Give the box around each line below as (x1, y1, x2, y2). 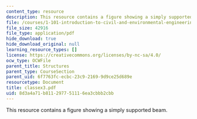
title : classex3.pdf (6, 85, 57, 91)
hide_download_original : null (6, 42, 80, 47)
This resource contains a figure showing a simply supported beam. (6, 106, 168, 113)
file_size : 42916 (6, 25, 49, 31)
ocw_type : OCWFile (6, 57, 51, 63)
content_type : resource (6, 8, 64, 15)
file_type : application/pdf (6, 30, 75, 36)
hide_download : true (6, 36, 57, 42)
